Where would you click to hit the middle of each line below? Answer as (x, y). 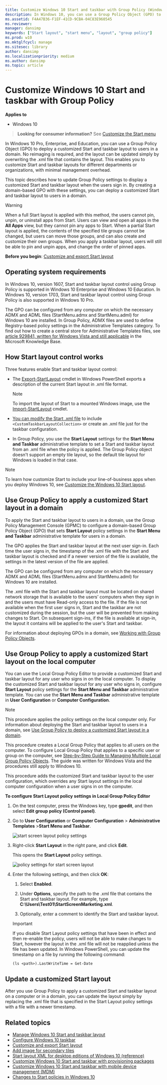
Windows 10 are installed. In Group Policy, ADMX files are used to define (79, 320)
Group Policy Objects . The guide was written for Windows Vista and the (79, 761)
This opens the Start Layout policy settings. (57, 855)
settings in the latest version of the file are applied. (57, 561)
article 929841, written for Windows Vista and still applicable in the (73, 336)
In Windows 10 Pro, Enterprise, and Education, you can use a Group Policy (81, 144)
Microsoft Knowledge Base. (34, 341)
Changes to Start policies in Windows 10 (54, 1077)
